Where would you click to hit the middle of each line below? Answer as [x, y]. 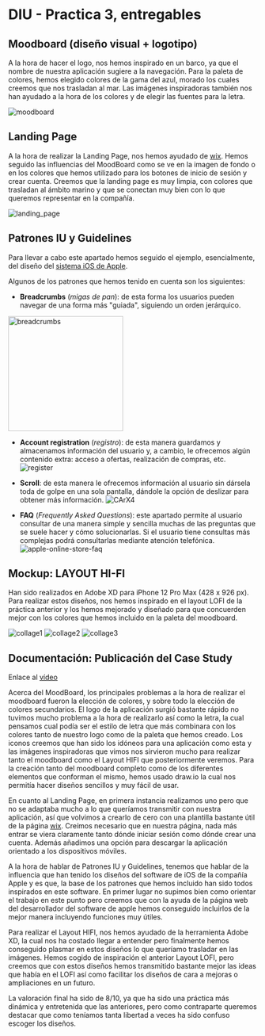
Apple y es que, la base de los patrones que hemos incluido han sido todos [131, 883]
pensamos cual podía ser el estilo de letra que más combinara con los [122, 726]
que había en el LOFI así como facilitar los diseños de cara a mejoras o [123, 975]
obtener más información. [62, 499]
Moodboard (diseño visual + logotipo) [103, 44]
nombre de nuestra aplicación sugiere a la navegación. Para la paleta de [126, 71]
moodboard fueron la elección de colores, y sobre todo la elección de [122, 701]
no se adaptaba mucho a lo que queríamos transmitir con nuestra [115, 809]
